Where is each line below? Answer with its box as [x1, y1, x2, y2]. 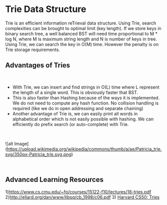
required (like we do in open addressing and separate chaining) [12, 105, 144, 111]
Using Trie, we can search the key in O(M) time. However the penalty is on [5, 41, 159, 47]
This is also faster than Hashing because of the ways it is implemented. [12, 94, 160, 100]
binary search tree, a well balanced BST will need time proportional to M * [5, 30, 158, 36]
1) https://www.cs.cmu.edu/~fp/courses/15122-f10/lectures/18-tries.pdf [5, 188, 151, 194]
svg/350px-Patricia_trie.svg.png [5, 151, 72, 157]
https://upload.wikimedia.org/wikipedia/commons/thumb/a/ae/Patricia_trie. [7, 146, 162, 152]
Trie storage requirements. [5, 46, 60, 52]
